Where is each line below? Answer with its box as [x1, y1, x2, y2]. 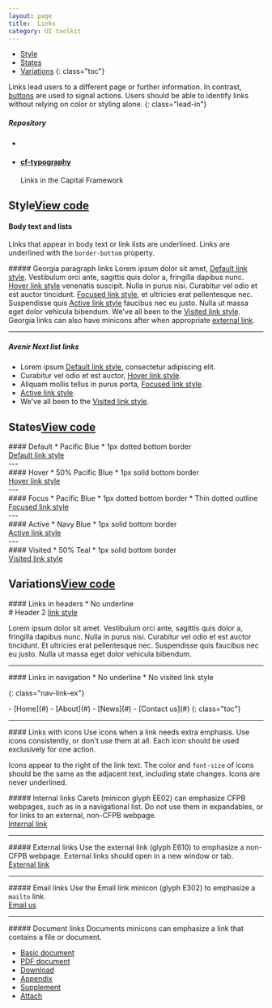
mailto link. [8, 891, 46, 901]
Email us [8, 900, 36, 910]
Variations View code [8, 577, 116, 591]
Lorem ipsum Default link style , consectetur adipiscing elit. [19, 362, 216, 372]
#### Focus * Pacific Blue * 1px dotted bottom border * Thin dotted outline [8, 493, 258, 503]
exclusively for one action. [8, 744, 96, 754]
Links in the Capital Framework [19, 175, 124, 185]
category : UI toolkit [8, 27, 82, 35]
